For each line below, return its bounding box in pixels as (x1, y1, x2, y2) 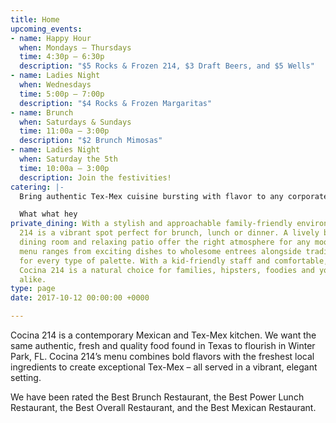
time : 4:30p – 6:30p (19, 52, 105, 62)
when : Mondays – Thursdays (19, 42, 132, 53)
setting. (10, 372, 42, 383)
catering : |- (10, 182, 65, 192)
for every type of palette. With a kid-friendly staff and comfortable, (19, 256, 329, 266)
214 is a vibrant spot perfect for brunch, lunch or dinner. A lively (19, 228, 320, 238)
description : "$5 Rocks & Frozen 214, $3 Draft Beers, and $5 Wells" (19, 61, 315, 71)
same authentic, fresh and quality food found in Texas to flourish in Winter (10, 340, 316, 351)
